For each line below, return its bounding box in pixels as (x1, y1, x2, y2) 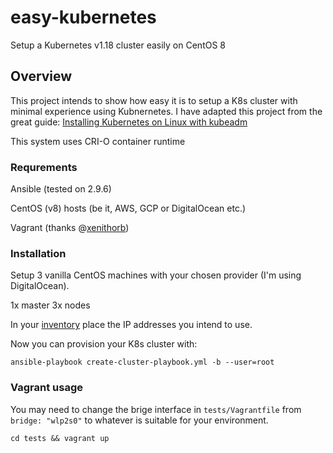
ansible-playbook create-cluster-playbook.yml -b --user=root (10, 357, 275, 368)
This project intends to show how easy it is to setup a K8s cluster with (10, 94, 298, 106)
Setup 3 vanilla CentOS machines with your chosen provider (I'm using (10, 269, 302, 281)
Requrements (10, 160, 78, 174)
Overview (10, 68, 73, 85)
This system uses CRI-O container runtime (10, 135, 186, 147)
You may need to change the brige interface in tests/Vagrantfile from (10, 403, 302, 415)
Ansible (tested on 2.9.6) (10, 183, 112, 195)
